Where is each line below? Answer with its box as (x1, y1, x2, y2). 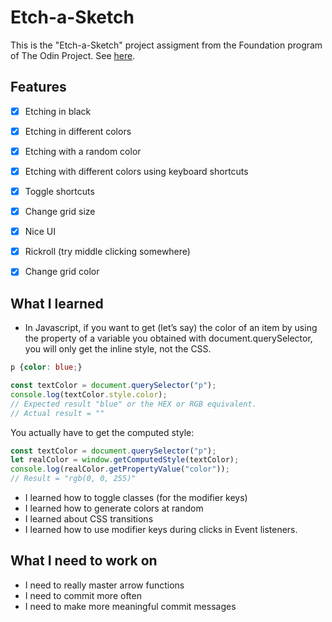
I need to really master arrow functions (24, 579, 185, 591)
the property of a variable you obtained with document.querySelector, (24, 332, 313, 345)
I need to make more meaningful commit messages (24, 600, 237, 612)
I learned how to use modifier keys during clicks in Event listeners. (24, 524, 298, 535)
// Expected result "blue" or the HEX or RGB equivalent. (10, 399, 257, 409)
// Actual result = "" (10, 408, 105, 418)
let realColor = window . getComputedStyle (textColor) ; (10, 455, 240, 465)
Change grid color (24, 266, 100, 278)
